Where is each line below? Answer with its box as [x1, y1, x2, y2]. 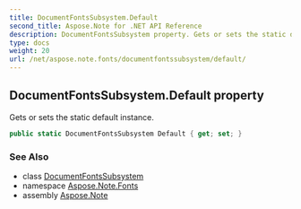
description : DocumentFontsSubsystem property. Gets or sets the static [9, 30, 287, 39]
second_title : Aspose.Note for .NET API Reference [9, 22, 202, 30]
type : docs [9, 38, 50, 48]
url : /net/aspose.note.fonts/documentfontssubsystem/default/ [9, 55, 246, 64]
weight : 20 [9, 47, 50, 56]
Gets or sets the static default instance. [9, 111, 155, 122]
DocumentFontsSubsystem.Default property [9, 88, 264, 103]
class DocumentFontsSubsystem [21, 170, 144, 181]
